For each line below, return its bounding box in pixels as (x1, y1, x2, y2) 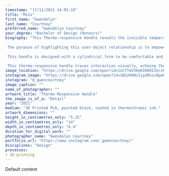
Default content (5, 166, 38, 172)
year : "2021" (5, 101, 33, 106)
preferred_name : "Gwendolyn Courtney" (5, 26, 87, 31)
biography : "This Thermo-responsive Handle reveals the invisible (5, 36, 147, 41)
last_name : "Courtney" (5, 21, 53, 27)
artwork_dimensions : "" (5, 110, 55, 116)
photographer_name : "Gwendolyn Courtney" (5, 134, 94, 139)
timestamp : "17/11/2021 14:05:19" (5, 7, 78, 13)
